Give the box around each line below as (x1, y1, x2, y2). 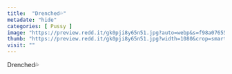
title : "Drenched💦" (7, 10, 67, 17)
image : (7, 29, 26, 36)
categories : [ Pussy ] (7, 23, 72, 29)
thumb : (7, 36, 26, 42)
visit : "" (7, 42, 36, 49)
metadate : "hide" (7, 16, 57, 23)
